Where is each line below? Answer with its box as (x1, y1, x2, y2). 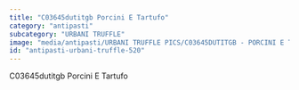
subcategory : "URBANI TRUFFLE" (9, 29, 125, 38)
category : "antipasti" (9, 21, 93, 30)
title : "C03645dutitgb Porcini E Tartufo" (9, 12, 169, 22)
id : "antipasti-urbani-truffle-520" (9, 46, 145, 55)
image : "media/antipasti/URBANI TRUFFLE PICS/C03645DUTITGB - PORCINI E (9, 37, 285, 47)
